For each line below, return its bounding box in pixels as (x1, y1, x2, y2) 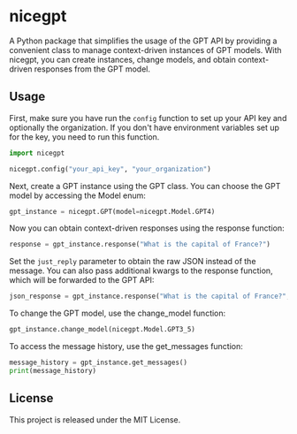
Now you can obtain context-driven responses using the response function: (9, 223, 285, 233)
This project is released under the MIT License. (9, 414, 181, 425)
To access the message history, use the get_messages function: (9, 341, 243, 351)
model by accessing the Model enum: (9, 190, 146, 201)
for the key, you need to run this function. (9, 131, 160, 142)
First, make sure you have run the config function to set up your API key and (9, 112, 287, 123)
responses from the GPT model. (34, 64, 150, 74)
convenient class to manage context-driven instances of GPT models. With (9, 44, 282, 55)
